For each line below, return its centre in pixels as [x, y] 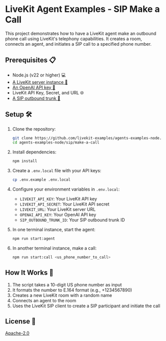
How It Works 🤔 [29, 273]
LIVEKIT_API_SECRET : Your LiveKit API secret [64, 204]
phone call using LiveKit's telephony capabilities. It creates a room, [74, 39]
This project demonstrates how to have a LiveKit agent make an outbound [81, 33]
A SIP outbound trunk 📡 [36, 98]
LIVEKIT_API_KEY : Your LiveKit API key [58, 199]
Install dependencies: [34, 152]
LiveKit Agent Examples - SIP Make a [83, 9]
